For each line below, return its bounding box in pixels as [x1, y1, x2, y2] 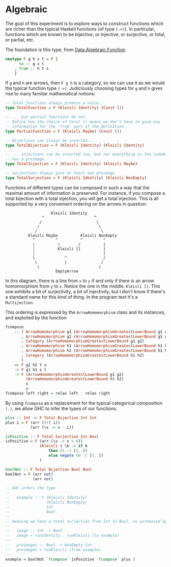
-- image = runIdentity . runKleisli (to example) [5, 533, 120, 538]
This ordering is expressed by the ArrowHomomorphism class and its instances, [5, 309, 166, 315]
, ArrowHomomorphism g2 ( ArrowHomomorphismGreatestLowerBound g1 [21, 334, 163, 339]
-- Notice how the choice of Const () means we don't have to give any [5, 119, 160, 124]
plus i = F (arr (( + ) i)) [5, 420, 60, 425]
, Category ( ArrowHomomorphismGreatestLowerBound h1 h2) [21, 353, 145, 358]
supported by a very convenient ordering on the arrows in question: [5, 200, 147, 207]
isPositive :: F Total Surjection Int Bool [5, 434, 99, 439]
